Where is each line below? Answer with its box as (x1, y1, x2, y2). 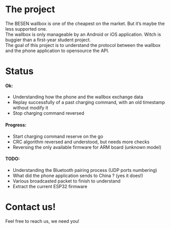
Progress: (5, 121, 26, 128)
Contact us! (5, 201, 56, 213)
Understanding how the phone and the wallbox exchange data (12, 94, 144, 100)
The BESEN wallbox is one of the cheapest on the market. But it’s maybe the (5, 20, 165, 27)
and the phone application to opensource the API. (5, 47, 109, 54)
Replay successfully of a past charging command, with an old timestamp (12, 99, 165, 106)
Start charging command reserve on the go (12, 133, 103, 139)
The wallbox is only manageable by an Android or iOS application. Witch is (5, 31, 161, 37)
